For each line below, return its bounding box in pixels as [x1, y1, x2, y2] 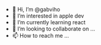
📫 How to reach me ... [12, 32, 69, 39]
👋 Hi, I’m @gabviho [12, 6, 61, 13]
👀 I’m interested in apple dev [12, 12, 84, 19]
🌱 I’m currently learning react [12, 19, 86, 26]
